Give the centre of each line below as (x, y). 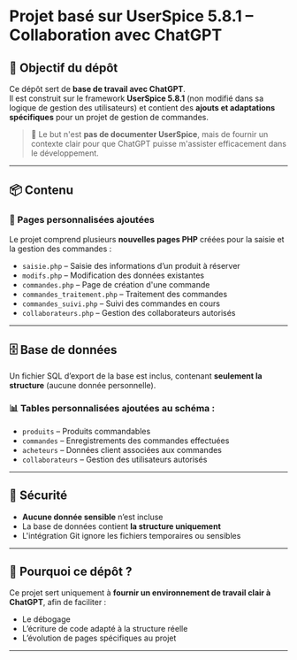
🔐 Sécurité (38, 496)
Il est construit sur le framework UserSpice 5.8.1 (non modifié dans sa (137, 98)
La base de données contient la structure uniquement (121, 526)
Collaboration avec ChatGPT (116, 35)
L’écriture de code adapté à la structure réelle (105, 629)
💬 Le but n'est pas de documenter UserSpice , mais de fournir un (149, 134)
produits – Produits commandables (86, 431)
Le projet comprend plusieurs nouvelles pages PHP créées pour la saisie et (147, 239)
